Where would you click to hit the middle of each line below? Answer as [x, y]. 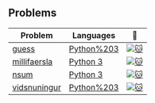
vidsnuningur [37, 87]
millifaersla [33, 61]
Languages [94, 35]
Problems [33, 13]
